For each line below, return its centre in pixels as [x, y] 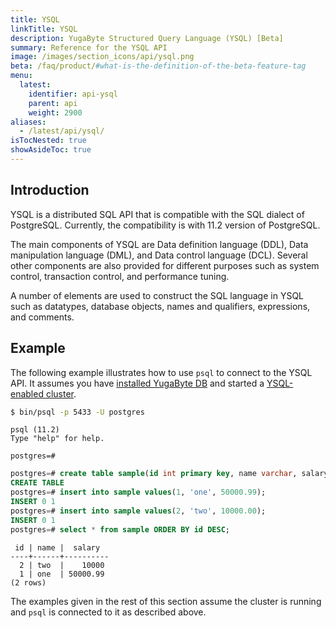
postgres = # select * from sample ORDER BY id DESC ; [120, 529]
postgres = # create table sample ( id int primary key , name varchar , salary [169, 474]
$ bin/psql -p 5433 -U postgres [77, 412]
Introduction [50, 190]
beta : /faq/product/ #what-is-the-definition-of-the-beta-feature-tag [158, 66]
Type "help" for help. [57, 439]
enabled [27, 393]
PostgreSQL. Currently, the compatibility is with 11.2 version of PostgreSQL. [165, 225]
